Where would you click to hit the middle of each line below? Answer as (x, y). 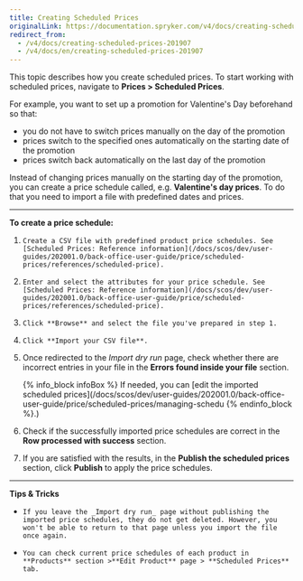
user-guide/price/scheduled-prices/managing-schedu (123, 404)
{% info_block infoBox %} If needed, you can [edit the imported (140, 385)
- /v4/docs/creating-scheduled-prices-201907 (105, 43)
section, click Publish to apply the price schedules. (118, 468)
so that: (23, 114)
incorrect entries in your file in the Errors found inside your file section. (156, 368)
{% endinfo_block (259, 404)
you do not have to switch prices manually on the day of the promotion (154, 131)
